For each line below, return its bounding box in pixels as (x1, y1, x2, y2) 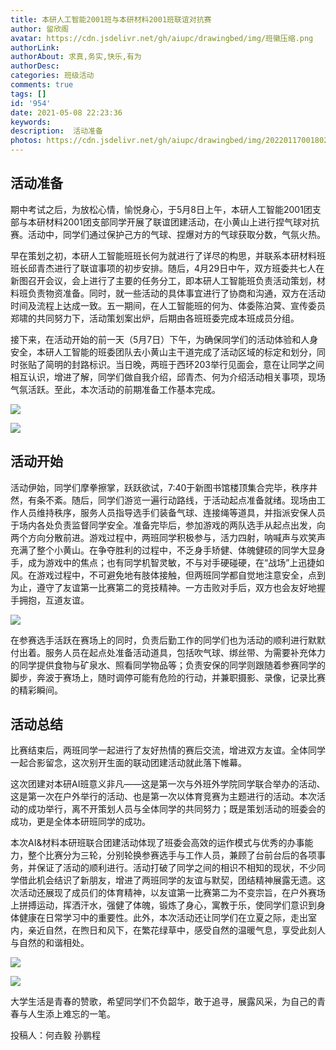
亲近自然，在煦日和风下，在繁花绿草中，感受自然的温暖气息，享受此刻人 (27, 924, 326, 936)
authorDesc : (10, 61, 60, 71)
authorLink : (10, 42, 60, 53)
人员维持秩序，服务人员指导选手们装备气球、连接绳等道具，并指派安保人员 (18, 506, 326, 518)
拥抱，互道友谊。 (18, 594, 90, 606)
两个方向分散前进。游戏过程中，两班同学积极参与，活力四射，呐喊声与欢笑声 (10, 531, 326, 543)
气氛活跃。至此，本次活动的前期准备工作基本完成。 (10, 383, 221, 395)
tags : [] (10, 89, 47, 99)
